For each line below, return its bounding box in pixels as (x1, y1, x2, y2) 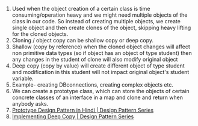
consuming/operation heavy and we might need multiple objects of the (11, 11, 188, 19)
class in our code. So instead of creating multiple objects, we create (11, 18, 181, 24)
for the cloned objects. (11, 30, 69, 38)
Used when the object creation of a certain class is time (11, 5, 150, 12)
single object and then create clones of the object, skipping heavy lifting (11, 24, 191, 31)
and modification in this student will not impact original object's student (11, 69, 190, 75)
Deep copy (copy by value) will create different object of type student (11, 62, 185, 69)
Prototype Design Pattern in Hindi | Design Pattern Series (11, 107, 154, 113)
